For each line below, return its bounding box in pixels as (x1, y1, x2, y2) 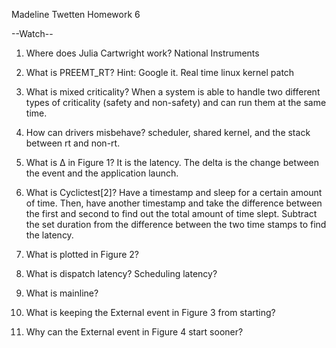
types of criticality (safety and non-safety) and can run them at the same (25, 97, 327, 108)
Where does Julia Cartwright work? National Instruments (25, 47, 260, 59)
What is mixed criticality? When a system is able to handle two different (25, 86, 321, 98)
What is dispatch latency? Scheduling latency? (25, 268, 218, 279)
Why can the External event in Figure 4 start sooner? (25, 326, 244, 338)
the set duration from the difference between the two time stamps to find (25, 219, 327, 230)
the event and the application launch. (25, 167, 179, 179)
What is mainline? (25, 287, 99, 299)
